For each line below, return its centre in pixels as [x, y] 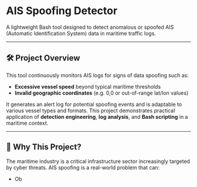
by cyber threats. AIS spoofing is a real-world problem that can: [83, 167]
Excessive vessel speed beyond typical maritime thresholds [88, 86]
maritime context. [27, 123]
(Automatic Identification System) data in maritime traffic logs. [81, 33]
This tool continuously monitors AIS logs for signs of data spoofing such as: [97, 75]
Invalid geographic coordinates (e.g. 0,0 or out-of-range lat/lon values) [101, 93]
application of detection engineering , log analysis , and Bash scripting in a [97, 116]
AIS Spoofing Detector [62, 11]
